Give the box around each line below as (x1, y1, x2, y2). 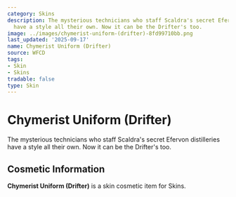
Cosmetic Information (7, 163, 105, 175)
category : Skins (7, 10, 55, 18)
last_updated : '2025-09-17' (7, 36, 90, 43)
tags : (7, 56, 23, 63)
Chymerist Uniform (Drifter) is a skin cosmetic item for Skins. (7, 182, 186, 190)
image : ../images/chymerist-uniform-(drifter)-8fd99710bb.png (7, 29, 193, 37)
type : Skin (7, 82, 39, 89)
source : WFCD (7, 50, 46, 57)
